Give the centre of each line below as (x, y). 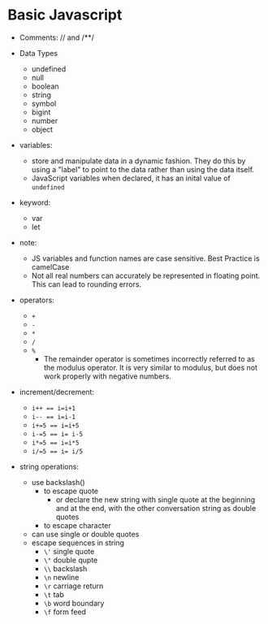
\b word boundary (74, 603)
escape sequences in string (78, 543)
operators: (37, 300)
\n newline (61, 577)
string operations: (49, 466)
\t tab (54, 594)
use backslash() (58, 482)
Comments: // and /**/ (56, 37)
